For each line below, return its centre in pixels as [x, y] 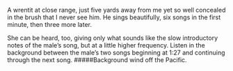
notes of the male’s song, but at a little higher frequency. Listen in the [106, 45]
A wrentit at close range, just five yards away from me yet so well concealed [116, 10]
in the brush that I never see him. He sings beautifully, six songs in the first [114, 17]
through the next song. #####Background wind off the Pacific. [97, 60]
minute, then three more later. [50, 24]
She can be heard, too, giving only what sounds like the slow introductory [113, 38]
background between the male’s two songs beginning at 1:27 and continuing [116, 52]
